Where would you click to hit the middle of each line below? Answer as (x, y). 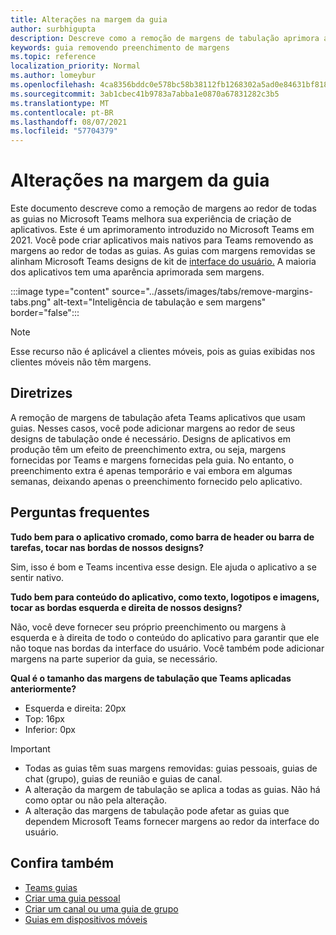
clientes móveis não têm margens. (81, 362)
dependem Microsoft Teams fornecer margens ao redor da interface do (172, 821)
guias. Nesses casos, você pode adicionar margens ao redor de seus (153, 428)
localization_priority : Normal (75, 66)
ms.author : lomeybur (53, 76)
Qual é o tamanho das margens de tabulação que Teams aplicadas (151, 678)
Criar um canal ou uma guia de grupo (101, 908)
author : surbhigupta (53, 29)
